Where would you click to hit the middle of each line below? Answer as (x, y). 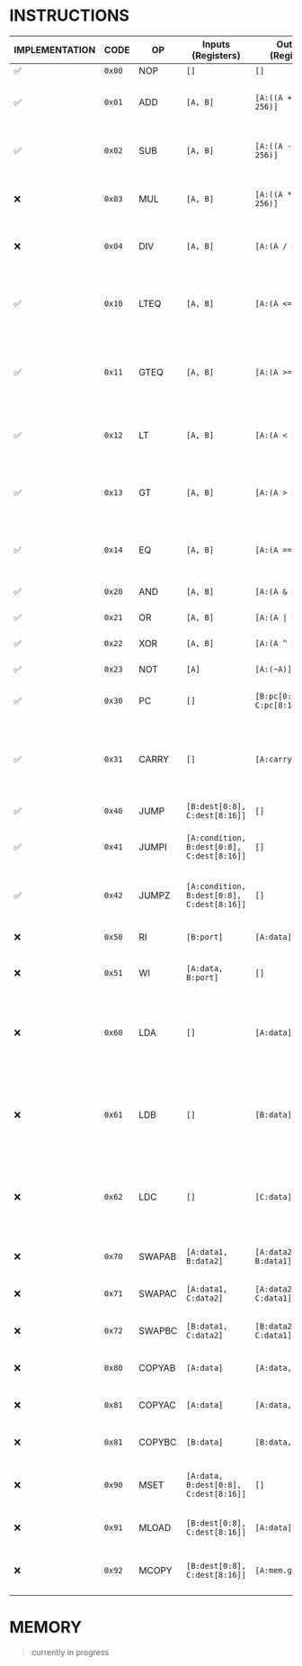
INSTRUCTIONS (70, 16)
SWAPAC (158, 1293)
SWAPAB (158, 1256)
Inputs (216, 44)
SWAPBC (158, 1330)
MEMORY (46, 1628)
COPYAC (158, 1405)
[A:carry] (275, 759)
